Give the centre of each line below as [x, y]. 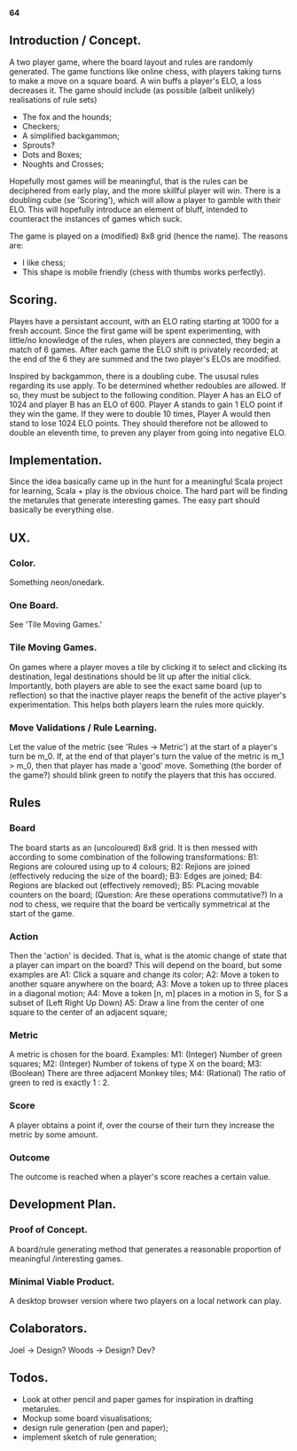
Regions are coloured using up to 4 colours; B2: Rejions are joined [130, 866]
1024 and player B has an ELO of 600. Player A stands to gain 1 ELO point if [146, 404]
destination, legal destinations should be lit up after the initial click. [131, 676]
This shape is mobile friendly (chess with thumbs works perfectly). [144, 272]
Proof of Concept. [49, 1229]
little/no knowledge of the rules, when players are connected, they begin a [145, 339]
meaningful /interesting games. [66, 1259]
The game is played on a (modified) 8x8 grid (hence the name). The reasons [148, 236]
